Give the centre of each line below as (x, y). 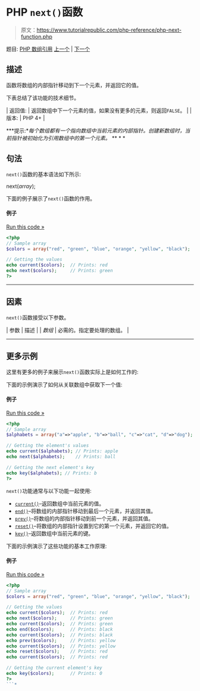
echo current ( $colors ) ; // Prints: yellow (61, 646)
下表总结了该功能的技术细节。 (43, 98)
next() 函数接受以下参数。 (38, 317)
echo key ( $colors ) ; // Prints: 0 (54, 674)
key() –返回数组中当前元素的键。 (54, 533)
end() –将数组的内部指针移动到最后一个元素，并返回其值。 (85, 511)
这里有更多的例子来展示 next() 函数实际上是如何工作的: (72, 372)
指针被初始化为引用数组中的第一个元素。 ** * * (68, 138)
